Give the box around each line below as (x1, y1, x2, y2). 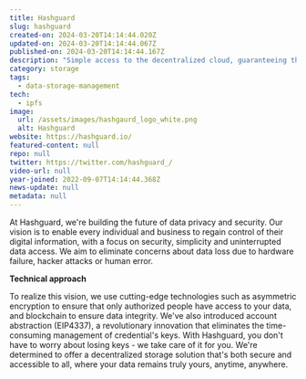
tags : (9, 73, 30, 82)
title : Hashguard (9, 13, 76, 23)
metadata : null (9, 192, 67, 201)
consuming (9, 330, 52, 341)
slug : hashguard (9, 22, 71, 31)
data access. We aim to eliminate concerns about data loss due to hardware (9, 246, 294, 257)
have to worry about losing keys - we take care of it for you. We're (9, 340, 258, 350)
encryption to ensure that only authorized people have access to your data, (9, 300, 292, 311)
